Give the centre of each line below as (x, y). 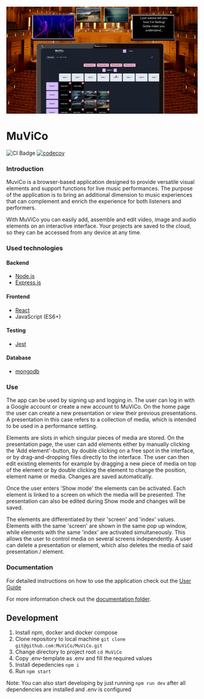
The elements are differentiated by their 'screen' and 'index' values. (91, 519)
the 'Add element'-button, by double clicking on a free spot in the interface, (101, 451)
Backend (18, 262)
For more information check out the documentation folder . (79, 599)
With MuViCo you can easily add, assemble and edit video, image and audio (101, 220)
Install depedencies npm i (47, 665)
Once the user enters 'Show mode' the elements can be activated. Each (96, 488)
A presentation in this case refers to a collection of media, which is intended (101, 420)
